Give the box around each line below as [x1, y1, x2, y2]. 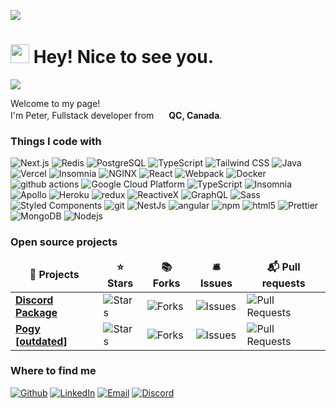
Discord [15, 293, 54, 307]
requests [261, 276, 306, 290]
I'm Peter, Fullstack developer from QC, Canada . [10, 109, 223, 121]
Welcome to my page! [10, 97, 101, 109]
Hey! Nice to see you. [33, 46, 215, 69]
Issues [200, 276, 233, 290]
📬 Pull [266, 260, 301, 274]
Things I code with [10, 134, 102, 148]
